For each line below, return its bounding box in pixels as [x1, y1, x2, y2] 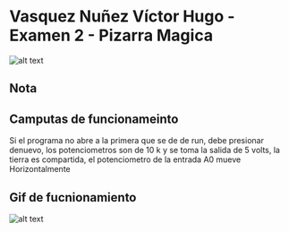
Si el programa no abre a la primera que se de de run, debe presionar [9, 135, 264, 146]
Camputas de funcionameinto [9, 111, 179, 126]
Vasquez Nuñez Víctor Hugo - [9, 6, 235, 27]
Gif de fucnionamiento [9, 190, 137, 205]
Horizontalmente [9, 164, 71, 175]
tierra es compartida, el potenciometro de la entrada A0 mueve [9, 154, 242, 165]
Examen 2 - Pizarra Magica [9, 25, 213, 46]
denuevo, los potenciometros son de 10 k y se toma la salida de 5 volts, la [9, 145, 280, 156]
